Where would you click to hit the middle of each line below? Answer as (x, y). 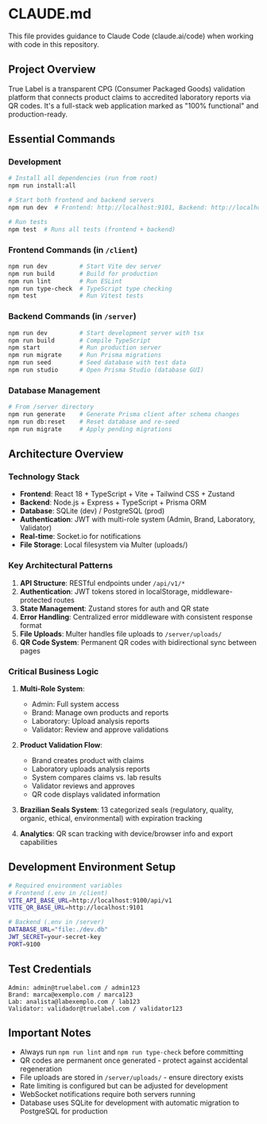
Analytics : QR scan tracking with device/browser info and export (126, 833)
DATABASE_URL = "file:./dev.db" (58, 929)
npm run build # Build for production (83, 273)
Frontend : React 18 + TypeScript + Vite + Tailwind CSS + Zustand (127, 494)
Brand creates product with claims (88, 760)
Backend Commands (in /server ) (72, 316)
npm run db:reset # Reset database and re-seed (94, 422)
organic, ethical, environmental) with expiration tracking (111, 818)
